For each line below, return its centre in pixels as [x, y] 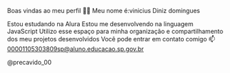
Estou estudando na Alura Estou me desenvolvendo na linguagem [101, 24]
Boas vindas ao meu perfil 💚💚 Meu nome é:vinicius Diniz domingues [104, 11]
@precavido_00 [29, 62]
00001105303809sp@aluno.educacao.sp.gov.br [76, 49]
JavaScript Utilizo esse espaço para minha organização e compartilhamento [115, 31]
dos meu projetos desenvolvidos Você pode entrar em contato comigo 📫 [111, 39]
